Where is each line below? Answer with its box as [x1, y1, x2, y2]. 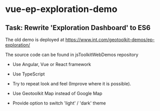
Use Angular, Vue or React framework [12, 61, 92, 67]
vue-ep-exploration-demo [5, 3, 118, 15]
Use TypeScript [12, 71, 45, 77]
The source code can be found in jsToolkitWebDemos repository [5, 51, 138, 57]
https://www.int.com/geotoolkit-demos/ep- [65, 36, 155, 42]
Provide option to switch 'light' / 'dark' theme [12, 100, 106, 106]
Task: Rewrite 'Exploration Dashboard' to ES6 [5, 23, 151, 32]
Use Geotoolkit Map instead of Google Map [12, 90, 103, 96]
